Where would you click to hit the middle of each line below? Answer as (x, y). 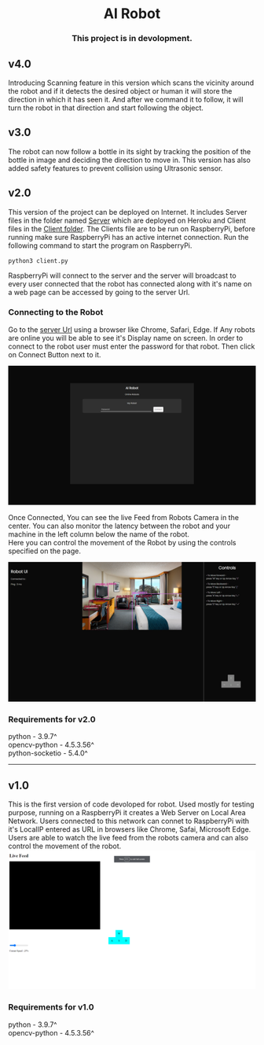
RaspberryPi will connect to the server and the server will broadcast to (123, 275)
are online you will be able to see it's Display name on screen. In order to (126, 338)
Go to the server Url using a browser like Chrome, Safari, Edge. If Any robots (132, 329)
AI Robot (132, 14)
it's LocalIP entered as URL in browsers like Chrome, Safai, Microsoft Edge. (130, 829)
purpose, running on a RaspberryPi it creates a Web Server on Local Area (127, 812)
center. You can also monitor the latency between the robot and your (119, 526)
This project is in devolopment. (132, 39)
